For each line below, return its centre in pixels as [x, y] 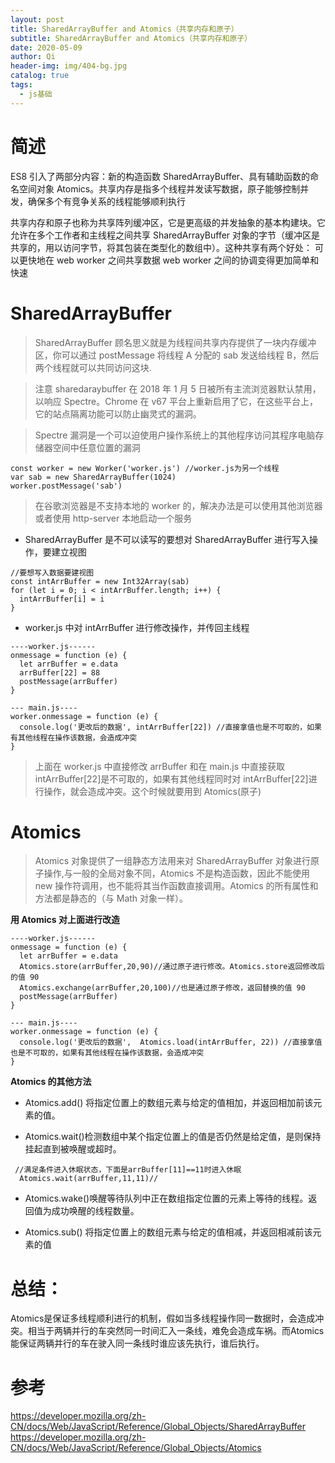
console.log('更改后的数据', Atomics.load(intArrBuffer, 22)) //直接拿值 [171, 1042]
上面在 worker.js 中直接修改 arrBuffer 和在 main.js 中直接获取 [159, 766]
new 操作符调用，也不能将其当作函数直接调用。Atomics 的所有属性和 [176, 886]
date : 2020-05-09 [46, 47]
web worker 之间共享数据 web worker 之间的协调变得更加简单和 [188, 260]
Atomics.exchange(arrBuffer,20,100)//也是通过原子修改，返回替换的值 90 [162, 988]
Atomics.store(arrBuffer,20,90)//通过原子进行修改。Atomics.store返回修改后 [172, 967]
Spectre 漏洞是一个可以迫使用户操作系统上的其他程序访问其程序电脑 [175, 435]
